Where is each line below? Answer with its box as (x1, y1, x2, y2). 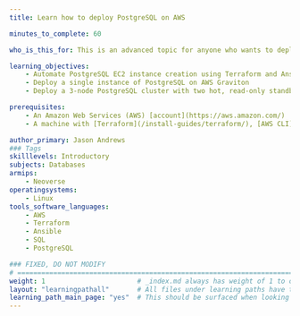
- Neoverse (25, 177, 66, 186)
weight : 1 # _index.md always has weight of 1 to (9, 277, 286, 286)
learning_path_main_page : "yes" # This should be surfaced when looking (9, 293, 290, 303)
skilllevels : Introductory (9, 152, 110, 161)
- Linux (25, 193, 54, 202)
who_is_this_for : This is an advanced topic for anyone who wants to (9, 46, 274, 55)
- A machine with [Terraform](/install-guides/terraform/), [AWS (25, 119, 274, 128)
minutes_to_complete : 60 (9, 29, 102, 38)
